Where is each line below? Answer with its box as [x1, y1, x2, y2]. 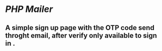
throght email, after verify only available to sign [5, 31, 157, 39]
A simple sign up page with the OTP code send [5, 23, 155, 32]
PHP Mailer [5, 3, 53, 15]
